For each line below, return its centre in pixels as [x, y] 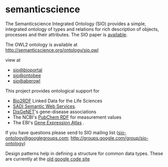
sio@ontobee [27, 75]
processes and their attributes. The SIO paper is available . [67, 34]
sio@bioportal [27, 70]
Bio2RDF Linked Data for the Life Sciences [57, 101]
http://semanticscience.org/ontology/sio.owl [52, 50]
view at [13, 60]
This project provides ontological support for [52, 90]
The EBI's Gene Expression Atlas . [48, 122]
